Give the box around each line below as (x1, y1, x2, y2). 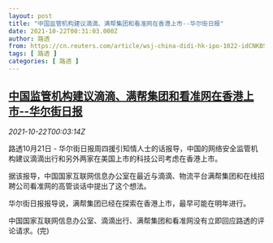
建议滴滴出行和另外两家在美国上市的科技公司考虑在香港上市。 (15, 154, 222, 163)
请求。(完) (15, 225, 50, 236)
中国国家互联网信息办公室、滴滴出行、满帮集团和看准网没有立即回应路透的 (8, 215, 258, 225)
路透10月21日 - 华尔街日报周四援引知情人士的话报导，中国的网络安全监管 (8, 143, 252, 153)
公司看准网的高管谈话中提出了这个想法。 (15, 180, 151, 191)
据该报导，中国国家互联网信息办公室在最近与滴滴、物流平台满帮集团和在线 (8, 171, 258, 180)
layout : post (8, 11, 53, 20)
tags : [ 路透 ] (8, 50, 58, 58)
